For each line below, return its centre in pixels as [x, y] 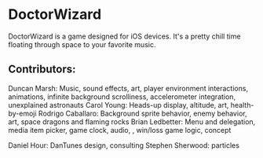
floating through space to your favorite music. [82, 44]
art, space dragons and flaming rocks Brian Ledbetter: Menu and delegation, [132, 121]
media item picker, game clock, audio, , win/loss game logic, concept [120, 130]
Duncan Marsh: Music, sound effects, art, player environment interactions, [128, 88]
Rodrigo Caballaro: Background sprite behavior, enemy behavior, [142, 113]
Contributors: [42, 70]
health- [242, 105]
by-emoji [22, 113]
